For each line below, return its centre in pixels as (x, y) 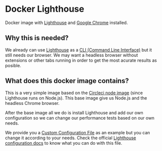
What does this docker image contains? (67, 81)
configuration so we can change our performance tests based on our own (80, 118)
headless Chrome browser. (32, 103)
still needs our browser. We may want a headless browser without (72, 55)
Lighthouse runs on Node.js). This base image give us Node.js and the (76, 98)
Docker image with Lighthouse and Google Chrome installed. (67, 23)
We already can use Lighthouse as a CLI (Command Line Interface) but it (79, 50)
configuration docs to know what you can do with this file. (64, 143)
